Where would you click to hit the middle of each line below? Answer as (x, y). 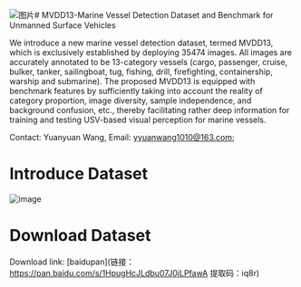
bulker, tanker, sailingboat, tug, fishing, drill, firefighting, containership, (141, 72)
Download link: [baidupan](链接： (72, 262)
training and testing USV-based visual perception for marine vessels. (138, 120)
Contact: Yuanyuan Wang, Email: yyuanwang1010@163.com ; (122, 137)
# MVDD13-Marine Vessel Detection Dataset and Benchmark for (154, 15)
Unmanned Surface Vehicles (63, 25)
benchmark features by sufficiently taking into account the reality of (136, 91)
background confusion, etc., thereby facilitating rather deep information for (150, 110)
